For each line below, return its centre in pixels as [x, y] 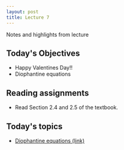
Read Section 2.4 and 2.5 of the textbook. [66, 107]
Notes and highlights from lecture [47, 34]
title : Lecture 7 [28, 17]
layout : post [22, 12]
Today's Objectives [43, 53]
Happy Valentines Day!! [44, 68]
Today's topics [34, 126]
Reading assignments [48, 93]
